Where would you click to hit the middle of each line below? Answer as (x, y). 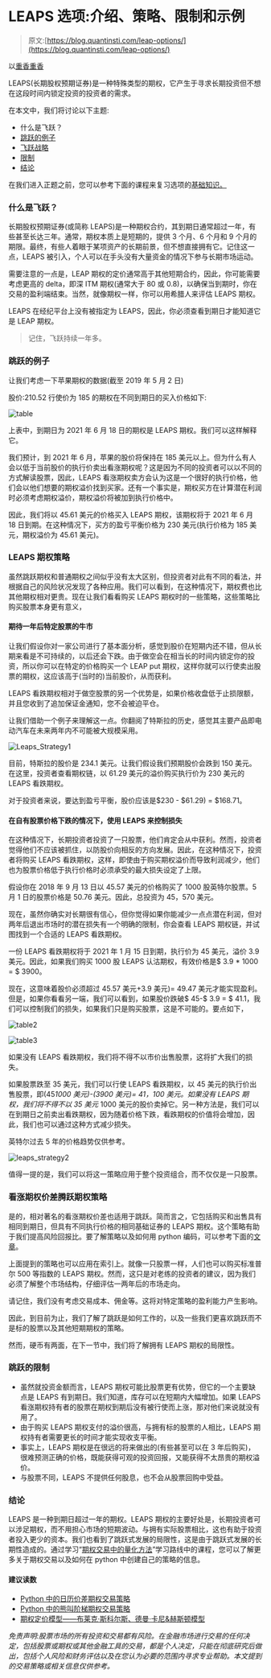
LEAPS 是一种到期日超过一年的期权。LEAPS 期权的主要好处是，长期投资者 (131, 1519)
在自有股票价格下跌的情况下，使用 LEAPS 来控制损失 (95, 820)
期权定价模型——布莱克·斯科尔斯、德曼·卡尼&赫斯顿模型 (112, 1619)
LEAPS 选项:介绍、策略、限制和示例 (127, 16)
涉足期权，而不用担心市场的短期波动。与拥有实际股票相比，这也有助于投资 (138, 1529)
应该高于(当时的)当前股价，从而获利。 (113, 676)
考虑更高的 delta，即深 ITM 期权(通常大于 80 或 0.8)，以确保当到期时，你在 (133, 284)
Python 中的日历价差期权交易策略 (75, 1599)
